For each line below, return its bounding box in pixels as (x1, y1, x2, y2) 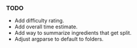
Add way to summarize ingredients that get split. (14, 29, 132, 36)
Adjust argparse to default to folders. (14, 36, 104, 43)
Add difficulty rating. (14, 17, 64, 24)
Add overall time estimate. (14, 23, 78, 30)
